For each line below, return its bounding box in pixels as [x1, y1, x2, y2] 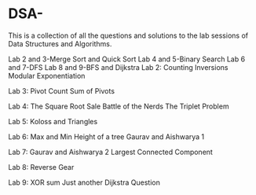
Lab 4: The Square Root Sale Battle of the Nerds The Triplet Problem [8, 101, 229, 111]
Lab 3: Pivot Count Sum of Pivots [8, 86, 115, 95]
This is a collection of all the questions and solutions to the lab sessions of [8, 31, 249, 40]
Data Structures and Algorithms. [8, 39, 112, 48]
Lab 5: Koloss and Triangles [8, 116, 98, 126]
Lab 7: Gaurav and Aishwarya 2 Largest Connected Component [8, 147, 214, 156]
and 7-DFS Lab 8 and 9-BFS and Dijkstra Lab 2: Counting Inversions [8, 62, 229, 72]
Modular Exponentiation [8, 71, 86, 80]
